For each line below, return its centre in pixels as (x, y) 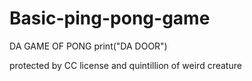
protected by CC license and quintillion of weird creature (125, 65)
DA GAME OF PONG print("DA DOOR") (88, 46)
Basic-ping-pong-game (110, 18)
